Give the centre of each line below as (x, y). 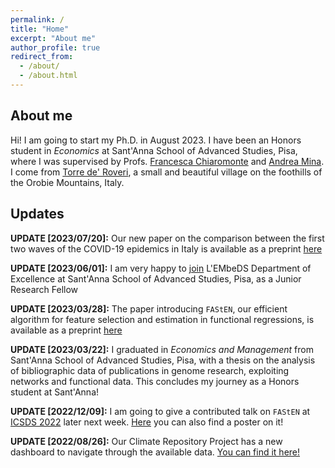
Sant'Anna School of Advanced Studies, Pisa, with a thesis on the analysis (163, 360)
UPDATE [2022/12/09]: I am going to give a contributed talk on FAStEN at (160, 411)
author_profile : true (55, 47)
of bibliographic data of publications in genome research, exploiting (150, 370)
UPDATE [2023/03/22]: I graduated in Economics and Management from (162, 349)
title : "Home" (40, 29)
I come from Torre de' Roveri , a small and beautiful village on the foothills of (166, 172)
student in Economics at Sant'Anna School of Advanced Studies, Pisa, (154, 150)
